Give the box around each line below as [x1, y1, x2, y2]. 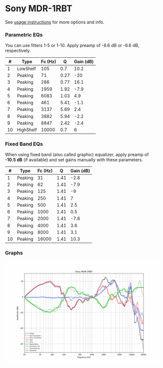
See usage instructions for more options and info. [5, 19, 105, 25]
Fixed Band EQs [5, 140, 43, 147]
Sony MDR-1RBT [5, 3, 72, 14]
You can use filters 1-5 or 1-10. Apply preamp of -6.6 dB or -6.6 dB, [5, 43, 140, 48]
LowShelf [17, 66, 36, 71]
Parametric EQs [5, 31, 43, 38]
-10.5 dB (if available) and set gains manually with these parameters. [5, 157, 143, 163]
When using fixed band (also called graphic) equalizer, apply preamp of [5, 152, 149, 158]
